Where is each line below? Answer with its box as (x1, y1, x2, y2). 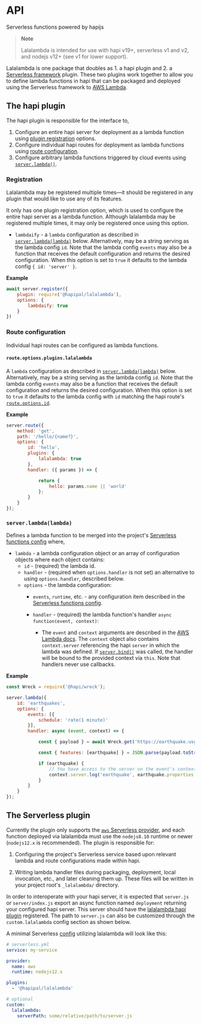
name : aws (11, 963, 36, 969)
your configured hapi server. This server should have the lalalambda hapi (6, 905, 187, 913)
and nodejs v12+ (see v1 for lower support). (20, 53, 129, 60)
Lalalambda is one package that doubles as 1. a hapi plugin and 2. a (6, 64, 172, 72)
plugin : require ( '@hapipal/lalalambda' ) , (17, 291, 121, 297)
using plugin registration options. (14, 135, 96, 142)
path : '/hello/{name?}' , (17, 433, 79, 440)
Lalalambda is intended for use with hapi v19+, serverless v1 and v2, (20, 46, 190, 54)
